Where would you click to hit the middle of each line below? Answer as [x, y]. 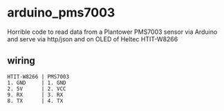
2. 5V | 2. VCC [37, 89]
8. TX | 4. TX [35, 101]
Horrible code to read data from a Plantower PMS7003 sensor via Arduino [112, 32]
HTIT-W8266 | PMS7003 [38, 77]
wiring [21, 61]
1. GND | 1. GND [37, 83]
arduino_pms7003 [61, 13]
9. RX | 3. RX [35, 94]
